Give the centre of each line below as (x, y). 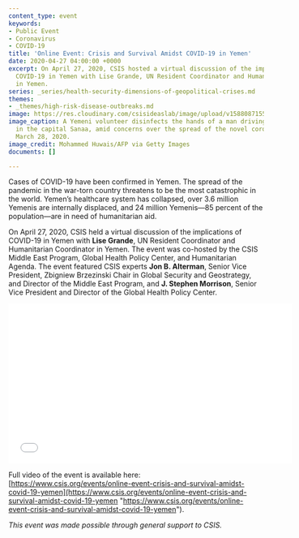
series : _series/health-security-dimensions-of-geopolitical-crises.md (132, 91)
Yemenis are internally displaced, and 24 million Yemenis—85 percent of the (136, 208)
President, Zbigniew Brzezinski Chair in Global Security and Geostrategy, (130, 275)
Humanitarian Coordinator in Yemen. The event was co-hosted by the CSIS (133, 249)
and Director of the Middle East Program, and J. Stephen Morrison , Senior (132, 284)
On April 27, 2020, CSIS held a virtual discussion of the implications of (125, 232)
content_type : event (43, 16)
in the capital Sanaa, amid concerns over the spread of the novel (132, 129)
